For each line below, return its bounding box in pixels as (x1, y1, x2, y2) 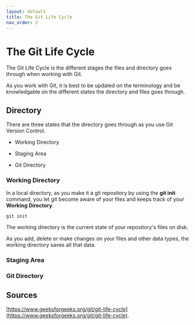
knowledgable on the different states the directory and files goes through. (6, 88, 186, 95)
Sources (6, 290, 38, 300)
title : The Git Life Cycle (6, 14, 72, 20)
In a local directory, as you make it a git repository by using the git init (6, 190, 176, 197)
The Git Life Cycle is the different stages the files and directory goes (6, 64, 172, 71)
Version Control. (6, 127, 46, 134)
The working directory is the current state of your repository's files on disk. (6, 224, 189, 231)
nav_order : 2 (6, 19, 38, 25)
